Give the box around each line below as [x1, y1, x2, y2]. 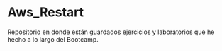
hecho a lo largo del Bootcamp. [7, 35, 99, 43]
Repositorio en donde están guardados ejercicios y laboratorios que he [7, 28, 215, 36]
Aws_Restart [7, 4, 84, 21]
